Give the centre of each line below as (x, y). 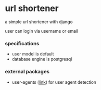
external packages (27, 72)
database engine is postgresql (42, 59)
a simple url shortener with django (39, 22)
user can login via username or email (42, 31)
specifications (22, 43)
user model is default (33, 54)
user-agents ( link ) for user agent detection (54, 82)
